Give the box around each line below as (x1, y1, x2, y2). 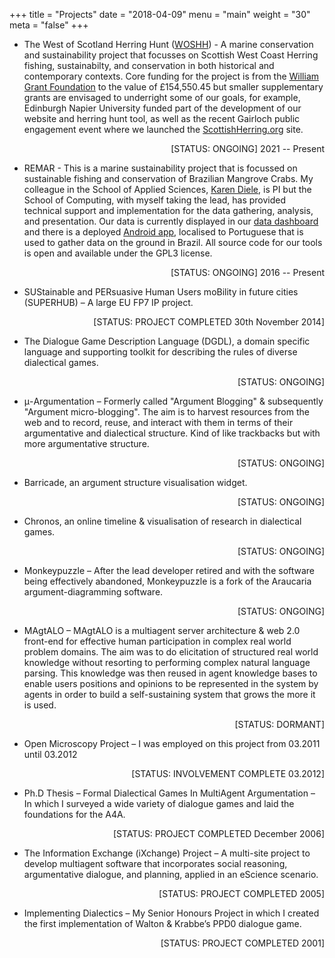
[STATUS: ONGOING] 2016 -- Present (170, 267, 325, 278)
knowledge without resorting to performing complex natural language (23, 657, 311, 668)
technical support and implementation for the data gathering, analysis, (23, 205, 314, 216)
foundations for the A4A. (23, 809, 126, 820)
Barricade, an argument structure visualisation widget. (23, 477, 248, 488)
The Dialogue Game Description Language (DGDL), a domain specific (23, 335, 311, 347)
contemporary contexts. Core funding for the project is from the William (23, 70, 320, 82)
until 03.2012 (23, 749, 78, 760)
